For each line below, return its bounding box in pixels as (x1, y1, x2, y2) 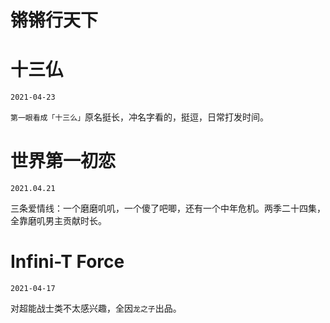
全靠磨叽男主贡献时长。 (10, 215, 107, 227)
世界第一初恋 (10, 150, 117, 173)
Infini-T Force (10, 251, 125, 273)
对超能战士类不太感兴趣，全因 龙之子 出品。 (10, 302, 182, 314)
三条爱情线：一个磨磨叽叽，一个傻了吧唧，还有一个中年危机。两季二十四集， (10, 202, 326, 215)
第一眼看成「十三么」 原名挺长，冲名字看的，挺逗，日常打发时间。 (10, 111, 269, 123)
